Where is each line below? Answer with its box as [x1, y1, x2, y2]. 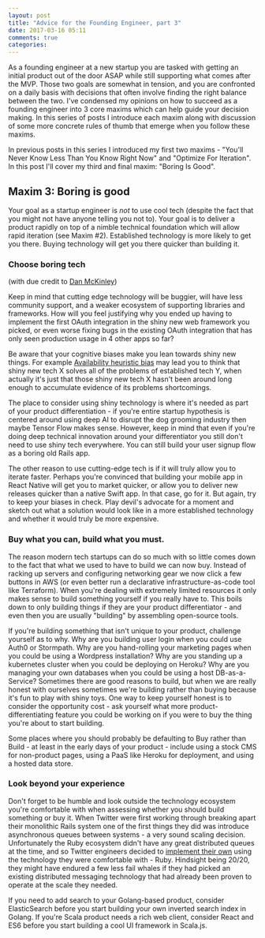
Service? [8, 676, 37, 685]
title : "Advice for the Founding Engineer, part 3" [8, 19, 181, 27]
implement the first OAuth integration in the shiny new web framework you [8, 317, 250, 327]
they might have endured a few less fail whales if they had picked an [8, 863, 231, 872]
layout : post [8, 11, 51, 20]
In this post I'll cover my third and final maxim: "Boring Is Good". [8, 162, 215, 171]
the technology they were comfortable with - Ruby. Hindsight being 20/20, [8, 854, 250, 865]
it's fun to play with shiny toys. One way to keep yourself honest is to [8, 692, 232, 703]
